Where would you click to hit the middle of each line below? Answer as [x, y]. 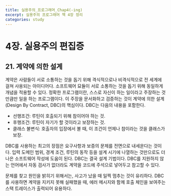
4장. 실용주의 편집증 [45, 46]
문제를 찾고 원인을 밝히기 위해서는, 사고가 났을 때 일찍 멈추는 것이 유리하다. [79, 176]
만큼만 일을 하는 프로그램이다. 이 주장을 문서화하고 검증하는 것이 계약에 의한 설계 [85, 99]
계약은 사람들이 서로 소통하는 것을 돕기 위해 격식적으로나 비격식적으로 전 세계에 [84, 80]
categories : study [25, 19]
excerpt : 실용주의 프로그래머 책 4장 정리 [44, 15]
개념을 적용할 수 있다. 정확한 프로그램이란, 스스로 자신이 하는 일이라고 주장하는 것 [86, 93]
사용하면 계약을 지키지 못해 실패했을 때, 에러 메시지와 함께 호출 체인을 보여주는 [88, 182]
